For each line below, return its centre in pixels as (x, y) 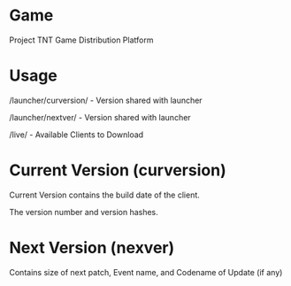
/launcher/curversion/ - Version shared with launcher (106, 100)
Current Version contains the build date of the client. (105, 195)
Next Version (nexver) (92, 248)
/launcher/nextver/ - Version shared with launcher (100, 117)
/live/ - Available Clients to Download (77, 135)
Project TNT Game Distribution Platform (81, 40)
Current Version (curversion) (118, 170)
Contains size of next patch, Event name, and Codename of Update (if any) (146, 272)
